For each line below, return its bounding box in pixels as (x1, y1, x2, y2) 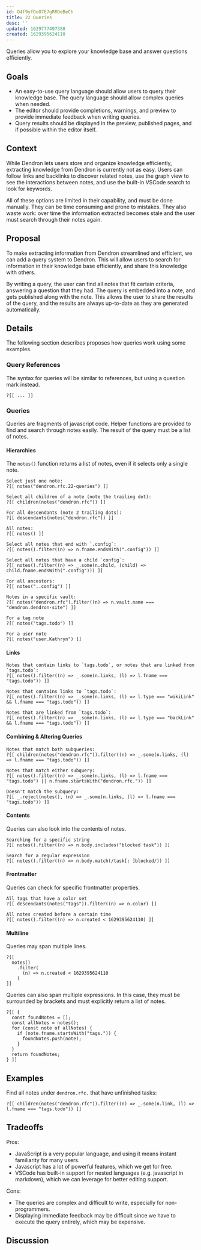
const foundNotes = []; (11, 1014, 71, 1021)
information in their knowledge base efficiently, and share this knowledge (6, 262, 188, 269)
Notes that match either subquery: (6, 767, 95, 773)
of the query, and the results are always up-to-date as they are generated (6, 299, 188, 307)
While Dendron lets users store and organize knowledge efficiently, (6, 159, 172, 166)
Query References (6, 361, 61, 369)
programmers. (14, 1205, 50, 1213)
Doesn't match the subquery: (6, 789, 79, 795)
